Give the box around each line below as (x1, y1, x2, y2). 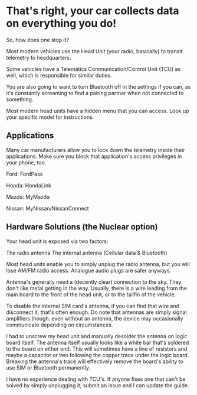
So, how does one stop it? (6, 36, 70, 43)
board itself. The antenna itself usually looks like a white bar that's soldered (6, 339, 189, 346)
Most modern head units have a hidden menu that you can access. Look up (6, 107, 189, 114)
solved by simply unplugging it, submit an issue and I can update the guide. (6, 381, 189, 388)
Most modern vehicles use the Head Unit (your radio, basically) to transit (6, 47, 183, 54)
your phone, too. (6, 158, 47, 166)
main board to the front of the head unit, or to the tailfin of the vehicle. (6, 291, 176, 298)
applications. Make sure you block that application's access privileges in (6, 153, 182, 160)
